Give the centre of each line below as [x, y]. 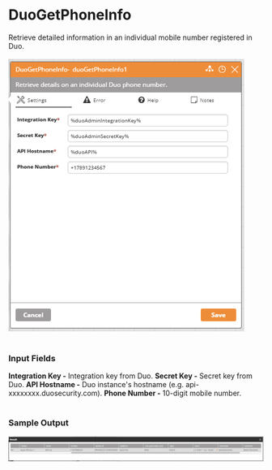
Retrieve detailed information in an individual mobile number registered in [130, 37]
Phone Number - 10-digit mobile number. [173, 393]
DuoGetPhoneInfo [70, 15]
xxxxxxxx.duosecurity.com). [55, 393]
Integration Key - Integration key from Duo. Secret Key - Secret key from [130, 376]
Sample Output [38, 423]
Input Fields [32, 358]
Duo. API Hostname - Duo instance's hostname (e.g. [96, 385]
